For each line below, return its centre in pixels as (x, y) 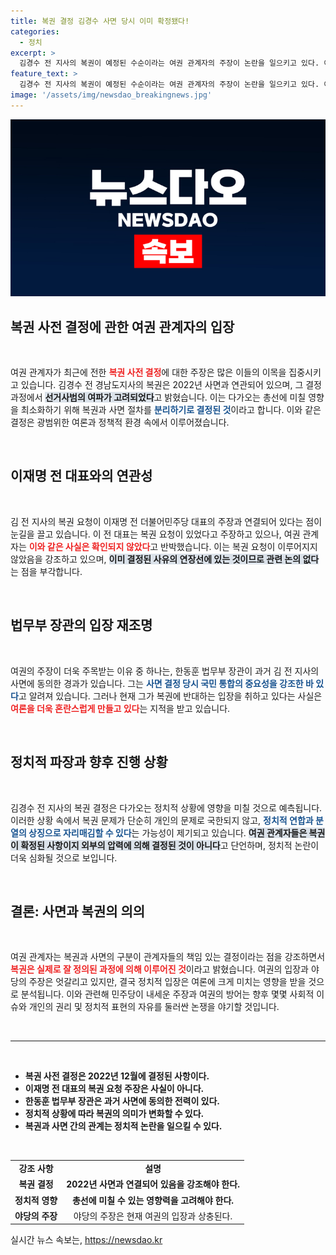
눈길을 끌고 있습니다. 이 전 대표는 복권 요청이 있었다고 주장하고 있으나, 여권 (155, 534)
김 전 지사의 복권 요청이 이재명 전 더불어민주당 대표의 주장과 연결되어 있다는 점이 (166, 521)
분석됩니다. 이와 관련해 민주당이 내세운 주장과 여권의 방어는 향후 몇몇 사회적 (167, 994)
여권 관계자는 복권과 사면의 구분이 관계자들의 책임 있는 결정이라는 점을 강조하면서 (168, 957)
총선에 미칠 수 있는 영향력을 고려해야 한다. (153, 1200)
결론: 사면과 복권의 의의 (78, 911)
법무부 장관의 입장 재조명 (81, 625)
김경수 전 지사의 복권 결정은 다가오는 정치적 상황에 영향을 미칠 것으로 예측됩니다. (166, 807)
